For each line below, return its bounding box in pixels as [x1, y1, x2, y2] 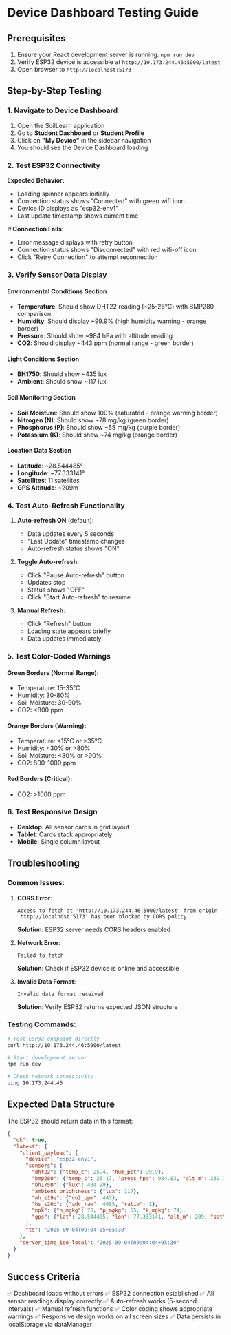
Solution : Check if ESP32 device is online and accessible [16, 964, 179, 972]
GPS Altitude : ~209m [16, 484, 79, 492]
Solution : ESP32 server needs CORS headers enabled [16, 925, 170, 933]
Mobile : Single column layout [16, 837, 100, 845]
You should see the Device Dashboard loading [16, 143, 148, 152]
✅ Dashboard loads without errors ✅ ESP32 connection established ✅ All [7, 1290, 214, 1298]
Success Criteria [7, 1271, 80, 1283]
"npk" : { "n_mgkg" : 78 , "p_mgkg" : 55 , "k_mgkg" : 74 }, [32, 1207, 186, 1214]
